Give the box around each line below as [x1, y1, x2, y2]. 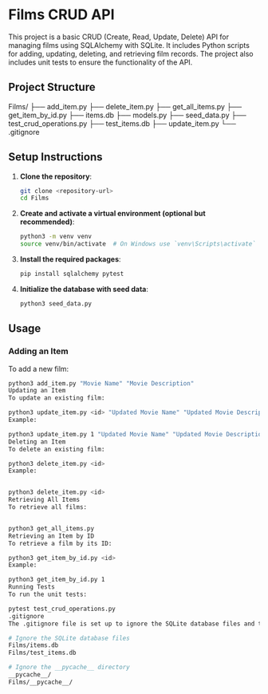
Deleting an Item [8, 437, 66, 446]
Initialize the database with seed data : [19, 284, 149, 294]
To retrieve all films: [8, 503, 88, 511]
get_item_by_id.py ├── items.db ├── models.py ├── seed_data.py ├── [8, 110, 246, 120]
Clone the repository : [19, 172, 93, 181]
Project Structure [8, 81, 96, 94]
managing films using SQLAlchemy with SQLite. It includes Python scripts [8, 40, 250, 49]
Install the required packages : [19, 254, 121, 264]
